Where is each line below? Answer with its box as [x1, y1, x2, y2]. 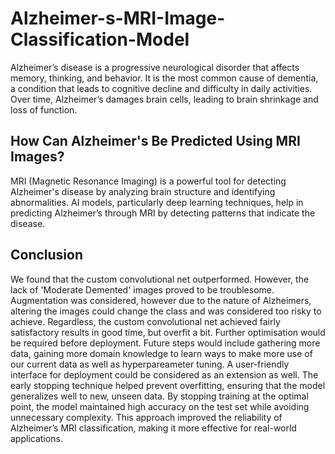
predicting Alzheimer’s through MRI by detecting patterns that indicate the [10, 207, 316, 219]
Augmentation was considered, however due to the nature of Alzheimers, [10, 294, 312, 306]
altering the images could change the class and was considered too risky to [10, 305, 322, 317]
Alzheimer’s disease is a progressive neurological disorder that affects [10, 61, 300, 73]
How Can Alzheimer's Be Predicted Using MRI [10, 133, 301, 150]
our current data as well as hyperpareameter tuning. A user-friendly [10, 358, 290, 370]
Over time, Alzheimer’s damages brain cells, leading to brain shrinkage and [10, 93, 319, 105]
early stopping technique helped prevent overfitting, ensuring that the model [10, 379, 326, 391]
